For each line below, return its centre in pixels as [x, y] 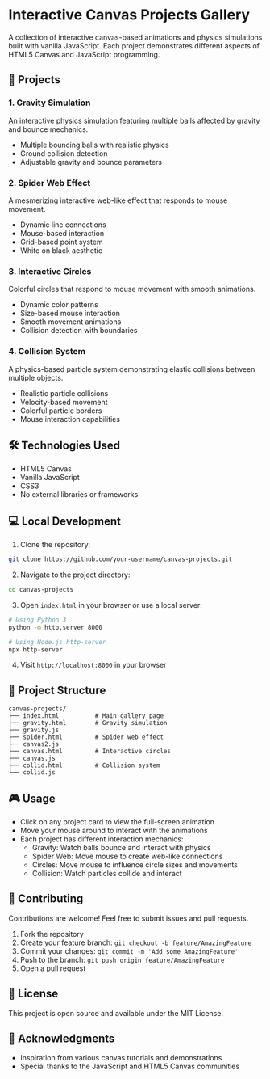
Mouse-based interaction [62, 233]
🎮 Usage [32, 798]
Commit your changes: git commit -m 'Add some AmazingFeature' [129, 950]
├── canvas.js [32, 759]
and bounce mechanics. [48, 129]
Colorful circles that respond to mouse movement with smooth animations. [132, 289]
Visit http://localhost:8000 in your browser [93, 665]
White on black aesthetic [61, 250]
